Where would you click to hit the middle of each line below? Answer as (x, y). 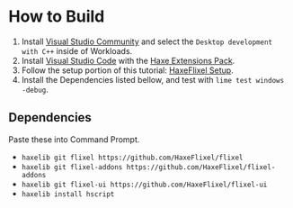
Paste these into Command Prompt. (74, 139)
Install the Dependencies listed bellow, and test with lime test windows (153, 79)
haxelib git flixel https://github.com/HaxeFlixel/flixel (132, 158)
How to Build (57, 17)
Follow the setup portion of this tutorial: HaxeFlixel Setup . (128, 70)
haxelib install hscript (68, 194)
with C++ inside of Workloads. (77, 50)
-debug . (35, 89)
